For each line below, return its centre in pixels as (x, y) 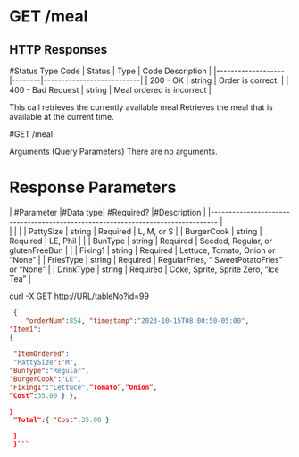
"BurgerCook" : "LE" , (46, 379)
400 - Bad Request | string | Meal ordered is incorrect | (110, 90)
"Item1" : (25, 329)
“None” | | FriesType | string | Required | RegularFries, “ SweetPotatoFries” (146, 259)
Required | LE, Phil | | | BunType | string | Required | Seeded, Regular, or (141, 241)
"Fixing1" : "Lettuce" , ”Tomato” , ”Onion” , (83, 387)
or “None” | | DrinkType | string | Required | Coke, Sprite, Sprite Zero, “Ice (144, 269)
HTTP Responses (58, 50)
